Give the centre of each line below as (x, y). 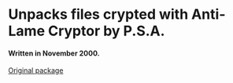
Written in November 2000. (54, 53)
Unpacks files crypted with (98, 14)
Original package (36, 70)
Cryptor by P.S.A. (106, 31)
